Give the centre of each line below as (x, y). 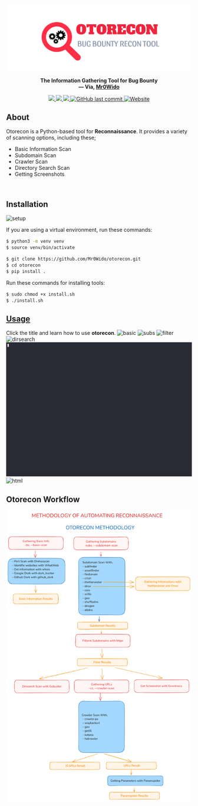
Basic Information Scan (43, 149)
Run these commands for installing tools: (55, 282)
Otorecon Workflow (43, 499)
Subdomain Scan (35, 156)
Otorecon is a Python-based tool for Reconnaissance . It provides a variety (97, 131)
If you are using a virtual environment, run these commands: (79, 230)
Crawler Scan (31, 162)
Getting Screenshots (39, 174)
